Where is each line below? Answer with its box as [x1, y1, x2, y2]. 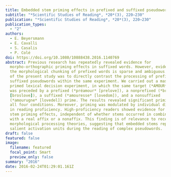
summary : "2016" [5, 159, 40, 164]
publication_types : [5, 21, 47, 27]
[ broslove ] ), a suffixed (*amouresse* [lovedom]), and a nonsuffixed [10, 93, 160, 98]
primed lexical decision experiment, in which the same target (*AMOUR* [10, 83, 167, 88]
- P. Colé [10, 50, 31, 55]
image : [5, 140, 19, 145]
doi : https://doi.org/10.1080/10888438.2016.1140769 [5, 55, 120, 60]
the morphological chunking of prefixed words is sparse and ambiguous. [10, 69, 167, 74]
